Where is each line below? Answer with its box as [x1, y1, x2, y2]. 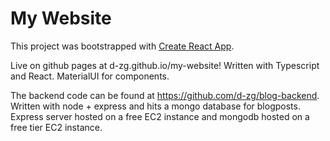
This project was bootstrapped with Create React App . [10, 40, 235, 52]
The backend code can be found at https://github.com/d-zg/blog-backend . [10, 89, 320, 101]
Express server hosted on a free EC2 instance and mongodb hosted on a [10, 110, 310, 122]
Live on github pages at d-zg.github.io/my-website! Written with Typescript [10, 59, 320, 71]
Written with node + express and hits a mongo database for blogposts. [10, 100, 301, 112]
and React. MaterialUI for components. [10, 70, 170, 82]
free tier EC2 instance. [10, 121, 103, 133]
